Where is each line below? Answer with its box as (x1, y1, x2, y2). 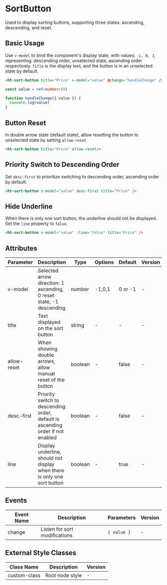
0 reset (37, 292, 55, 298)
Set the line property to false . (5, 220, 68, 226)
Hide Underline (5, 202, 53, 211)
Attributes (5, 244, 37, 252)
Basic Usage (5, 39, 45, 48)
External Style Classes (5, 549, 77, 557)
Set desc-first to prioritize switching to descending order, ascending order (5, 173, 160, 179)
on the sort (37, 325, 64, 332)
